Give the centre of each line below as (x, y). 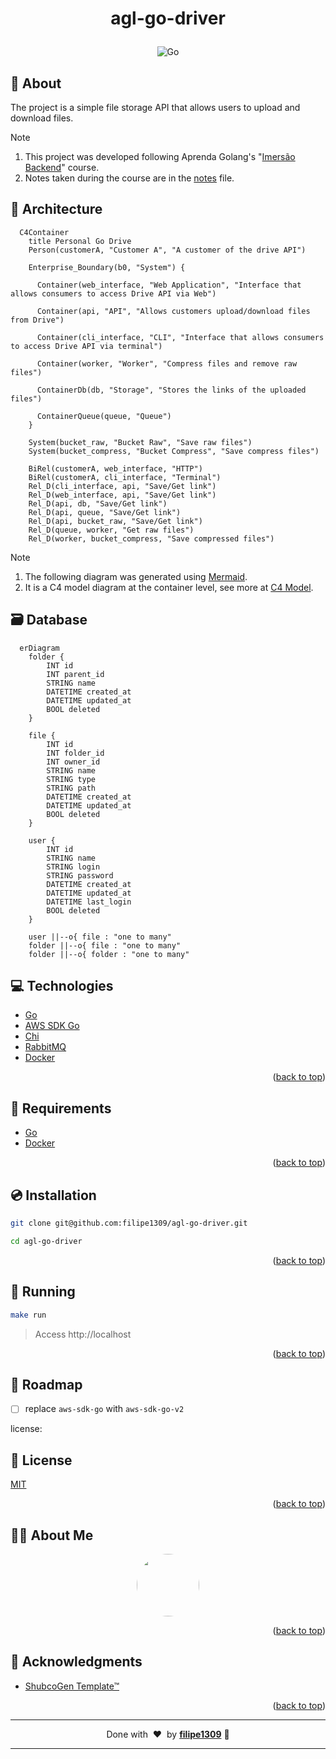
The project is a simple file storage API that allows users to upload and (155, 107)
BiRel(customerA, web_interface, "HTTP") (115, 468)
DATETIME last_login (89, 902)
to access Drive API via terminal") (86, 346)
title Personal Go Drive (80, 241)
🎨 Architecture (56, 209)
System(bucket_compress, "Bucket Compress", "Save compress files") (174, 451)
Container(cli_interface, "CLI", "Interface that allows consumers (180, 337)
